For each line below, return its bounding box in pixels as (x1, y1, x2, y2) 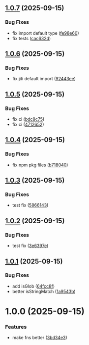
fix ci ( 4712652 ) (12, 121, 44, 128)
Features (5, 323, 27, 330)
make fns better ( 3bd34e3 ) (12, 335, 67, 341)
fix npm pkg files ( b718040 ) (12, 162, 68, 168)
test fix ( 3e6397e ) (12, 243, 49, 249)
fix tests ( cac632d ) (12, 35, 51, 41)
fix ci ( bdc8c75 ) (12, 116, 45, 122)
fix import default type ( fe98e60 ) (12, 30, 80, 36)
